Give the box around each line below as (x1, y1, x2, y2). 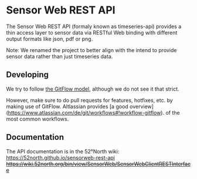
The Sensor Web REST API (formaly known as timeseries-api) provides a (6, 23, 182, 30)
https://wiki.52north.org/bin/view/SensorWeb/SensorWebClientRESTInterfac (6, 160, 191, 167)
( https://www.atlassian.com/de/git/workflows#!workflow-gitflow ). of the (6, 109, 180, 116)
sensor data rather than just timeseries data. (6, 53, 113, 60)
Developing (6, 70, 49, 80)
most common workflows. (6, 115, 69, 122)
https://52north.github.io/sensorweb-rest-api (6, 154, 116, 161)
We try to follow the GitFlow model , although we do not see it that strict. (6, 85, 180, 92)
